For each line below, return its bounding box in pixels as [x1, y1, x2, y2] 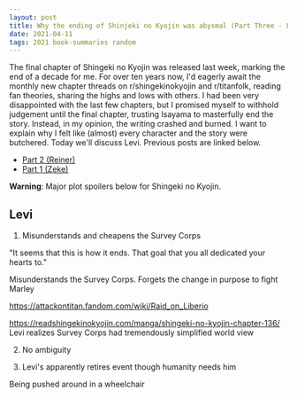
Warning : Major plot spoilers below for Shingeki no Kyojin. [9, 181, 222, 191]
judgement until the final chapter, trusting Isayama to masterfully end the [9, 109, 274, 120]
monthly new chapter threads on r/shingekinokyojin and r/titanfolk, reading [9, 81, 281, 91]
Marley [9, 284, 35, 294]
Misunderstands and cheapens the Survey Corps [21, 230, 202, 241]
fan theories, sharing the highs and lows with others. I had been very [9, 90, 259, 101]
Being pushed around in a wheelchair [9, 378, 145, 390]
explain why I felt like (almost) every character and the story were [9, 128, 247, 138]
